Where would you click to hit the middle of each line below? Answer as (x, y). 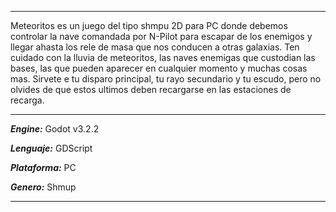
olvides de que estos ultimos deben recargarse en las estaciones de (151, 89)
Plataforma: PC (43, 167)
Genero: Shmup (43, 187)
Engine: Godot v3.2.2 (55, 129)
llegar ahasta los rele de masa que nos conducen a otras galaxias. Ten (155, 47)
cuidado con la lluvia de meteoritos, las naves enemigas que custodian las (163, 57)
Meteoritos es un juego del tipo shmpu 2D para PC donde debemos (149, 25)
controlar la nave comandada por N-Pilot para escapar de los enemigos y (161, 36)
